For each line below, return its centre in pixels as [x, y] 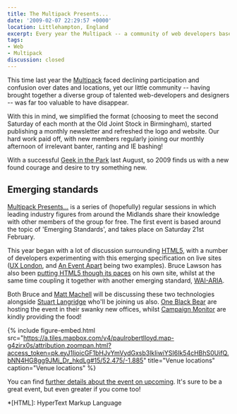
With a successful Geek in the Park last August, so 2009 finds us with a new [118, 160]
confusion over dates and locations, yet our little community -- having [109, 87]
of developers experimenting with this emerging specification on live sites [115, 258]
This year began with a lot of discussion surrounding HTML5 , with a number [118, 250]
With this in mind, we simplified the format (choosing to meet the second [113, 116]
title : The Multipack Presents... [58, 14]
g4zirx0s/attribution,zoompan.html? [59, 345]
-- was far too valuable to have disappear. [68, 102]
